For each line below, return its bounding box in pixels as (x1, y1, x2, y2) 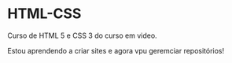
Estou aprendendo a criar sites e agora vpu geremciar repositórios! (7, 46, 225, 55)
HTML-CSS (7, 5, 82, 23)
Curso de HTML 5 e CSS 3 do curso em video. (7, 31, 158, 40)
